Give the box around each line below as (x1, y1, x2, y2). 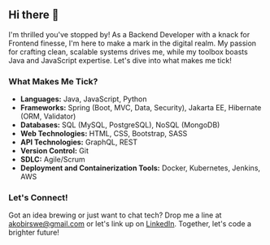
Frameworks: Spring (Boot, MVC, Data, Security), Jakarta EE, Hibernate (20, 103, 262, 113)
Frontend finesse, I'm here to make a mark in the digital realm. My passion (8, 38, 257, 48)
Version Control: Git (20, 146, 89, 156)
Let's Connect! (8, 192, 68, 204)
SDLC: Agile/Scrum (20, 155, 85, 165)
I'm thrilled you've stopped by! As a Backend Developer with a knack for (8, 29, 250, 39)
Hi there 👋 (8, 8, 59, 22)
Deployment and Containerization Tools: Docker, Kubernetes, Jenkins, (20, 163, 261, 173)
